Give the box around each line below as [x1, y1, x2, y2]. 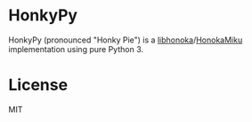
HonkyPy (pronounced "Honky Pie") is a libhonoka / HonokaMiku [8, 34, 243, 45]
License [8, 75, 69, 95]
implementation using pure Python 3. [8, 43, 144, 54]
